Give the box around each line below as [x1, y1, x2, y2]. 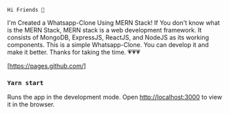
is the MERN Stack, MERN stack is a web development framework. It [7, 26, 202, 34]
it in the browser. [7, 100, 55, 108]
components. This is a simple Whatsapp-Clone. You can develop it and [7, 41, 209, 48]
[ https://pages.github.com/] [7, 62, 86, 70]
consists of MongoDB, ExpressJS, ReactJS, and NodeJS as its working [7, 33, 210, 41]
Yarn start [7, 79, 44, 86]
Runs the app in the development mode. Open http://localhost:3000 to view [7, 93, 223, 102]
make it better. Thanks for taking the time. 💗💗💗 [7, 48, 140, 56]
